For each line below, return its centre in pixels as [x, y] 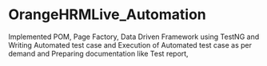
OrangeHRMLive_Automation [107, 15]
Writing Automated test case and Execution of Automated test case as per [130, 45]
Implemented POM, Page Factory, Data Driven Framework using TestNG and [134, 37]
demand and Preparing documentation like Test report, [99, 53]
